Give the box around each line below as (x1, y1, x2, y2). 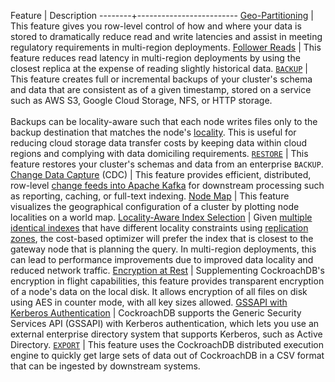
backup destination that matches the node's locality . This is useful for (10, 126, 297, 138)
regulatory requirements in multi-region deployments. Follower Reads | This (10, 41, 322, 53)
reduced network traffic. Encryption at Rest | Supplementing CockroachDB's (10, 265, 325, 276)
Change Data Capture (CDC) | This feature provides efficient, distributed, (10, 169, 312, 180)
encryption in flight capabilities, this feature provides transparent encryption (10, 275, 325, 287)
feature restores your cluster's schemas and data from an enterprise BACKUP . (10, 158, 324, 170)
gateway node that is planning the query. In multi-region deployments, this (10, 243, 317, 255)
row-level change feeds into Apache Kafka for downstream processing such (10, 180, 325, 191)
